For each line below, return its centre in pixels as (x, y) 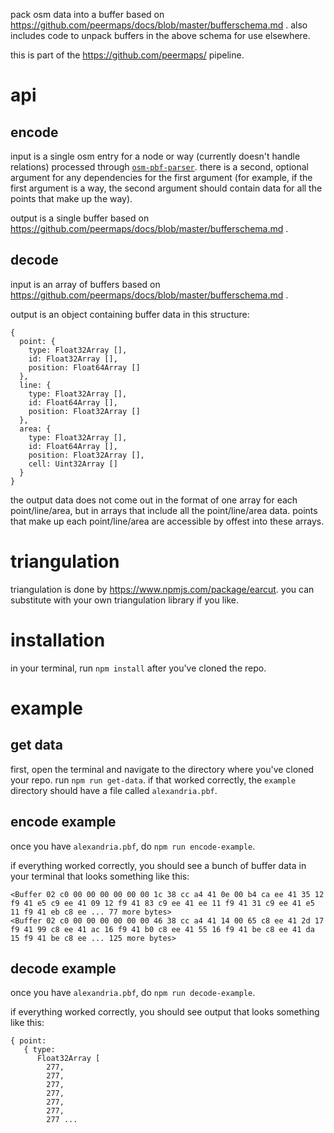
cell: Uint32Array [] (73, 464)
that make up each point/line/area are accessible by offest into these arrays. (167, 521)
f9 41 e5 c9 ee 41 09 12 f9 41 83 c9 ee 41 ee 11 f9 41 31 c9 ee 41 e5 (162, 903)
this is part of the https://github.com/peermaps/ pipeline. (127, 55)
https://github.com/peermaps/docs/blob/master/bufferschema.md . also (159, 25)
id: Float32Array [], (73, 359)
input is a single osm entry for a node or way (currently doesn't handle (155, 156)
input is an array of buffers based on (85, 284)
